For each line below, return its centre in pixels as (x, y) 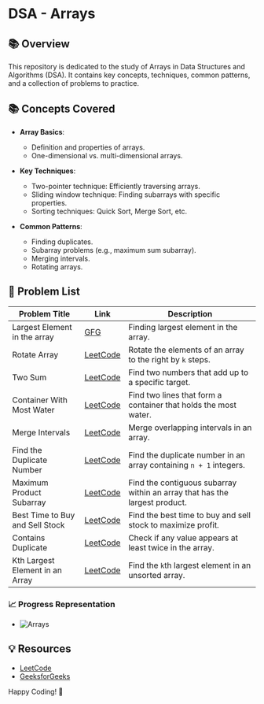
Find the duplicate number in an (187, 455)
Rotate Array (35, 354)
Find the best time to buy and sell (190, 515)
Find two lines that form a (175, 395)
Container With (40, 400)
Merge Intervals (41, 432)
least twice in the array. (171, 547)
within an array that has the (179, 492)
